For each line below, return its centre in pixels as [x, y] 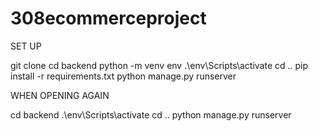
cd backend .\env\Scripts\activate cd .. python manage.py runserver [151, 114]
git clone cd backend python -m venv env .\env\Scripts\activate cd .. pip [159, 65]
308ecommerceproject [108, 18]
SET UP [26, 46]
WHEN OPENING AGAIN [60, 95]
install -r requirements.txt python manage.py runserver [123, 76]
